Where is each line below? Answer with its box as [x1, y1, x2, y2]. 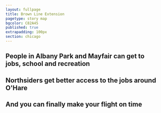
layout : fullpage [5, 7, 41, 12]
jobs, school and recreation [5, 60, 90, 68]
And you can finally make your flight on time [5, 100, 143, 109]
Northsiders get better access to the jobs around [5, 76, 156, 84]
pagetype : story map [5, 16, 48, 21]
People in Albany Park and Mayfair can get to [5, 52, 145, 61]
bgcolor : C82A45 [5, 20, 38, 26]
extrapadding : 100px [5, 30, 48, 34]
